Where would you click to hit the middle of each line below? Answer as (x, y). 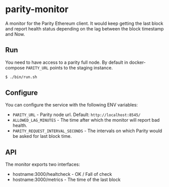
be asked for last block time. (42, 136)
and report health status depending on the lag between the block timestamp (85, 28)
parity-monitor (37, 9)
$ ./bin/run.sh (21, 77)
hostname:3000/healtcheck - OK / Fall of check (62, 174)
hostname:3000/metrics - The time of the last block (67, 180)
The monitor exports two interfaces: (43, 164)
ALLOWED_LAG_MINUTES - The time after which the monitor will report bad (86, 120)
